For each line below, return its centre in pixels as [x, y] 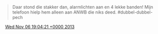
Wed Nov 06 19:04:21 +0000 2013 [40, 27]
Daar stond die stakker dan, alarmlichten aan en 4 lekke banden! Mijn [83, 7]
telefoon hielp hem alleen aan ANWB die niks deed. [64, 12]
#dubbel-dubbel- [135, 12]
